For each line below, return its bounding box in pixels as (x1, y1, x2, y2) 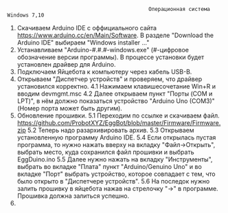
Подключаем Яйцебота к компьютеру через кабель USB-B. (16, 68, 192, 76)
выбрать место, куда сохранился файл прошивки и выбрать (16, 148, 194, 156)
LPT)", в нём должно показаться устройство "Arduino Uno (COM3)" (16, 97, 215, 105)
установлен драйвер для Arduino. (16, 60, 116, 68)
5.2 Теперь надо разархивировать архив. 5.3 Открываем (27, 126, 194, 134)
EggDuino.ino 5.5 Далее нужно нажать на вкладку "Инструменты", (16, 155, 213, 164)
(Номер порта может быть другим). (16, 104, 122, 112)
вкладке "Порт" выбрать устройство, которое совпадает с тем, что (16, 170, 216, 178)
